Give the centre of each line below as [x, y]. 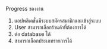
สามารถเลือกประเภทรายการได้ [43, 41]
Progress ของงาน [25, 9]
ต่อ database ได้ [32, 34]
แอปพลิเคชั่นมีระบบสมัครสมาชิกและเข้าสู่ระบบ [58, 21]
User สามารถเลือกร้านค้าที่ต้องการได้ [50, 27]
